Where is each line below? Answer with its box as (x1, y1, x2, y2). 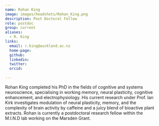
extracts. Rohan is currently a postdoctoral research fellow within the (5, 110, 143, 116)
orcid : (9, 66, 23, 71)
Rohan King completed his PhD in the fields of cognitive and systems (5, 84, 143, 90)
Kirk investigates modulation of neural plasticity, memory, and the (5, 100, 137, 105)
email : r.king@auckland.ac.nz (9, 43, 71, 48)
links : (5, 39, 18, 44)
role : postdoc (5, 21, 34, 26)
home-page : (9, 48, 32, 53)
